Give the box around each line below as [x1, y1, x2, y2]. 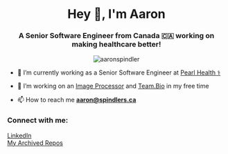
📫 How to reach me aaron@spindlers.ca [17, 96, 137, 104]
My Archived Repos [7, 138, 64, 147]
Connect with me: [7, 115, 69, 125]
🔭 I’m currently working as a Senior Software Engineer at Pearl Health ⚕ [17, 68, 221, 77]
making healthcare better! [71, 39, 161, 49]
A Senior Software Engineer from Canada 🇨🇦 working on [18, 31, 215, 41]
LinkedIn [7, 131, 32, 139]
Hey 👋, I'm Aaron [67, 6, 166, 22]
